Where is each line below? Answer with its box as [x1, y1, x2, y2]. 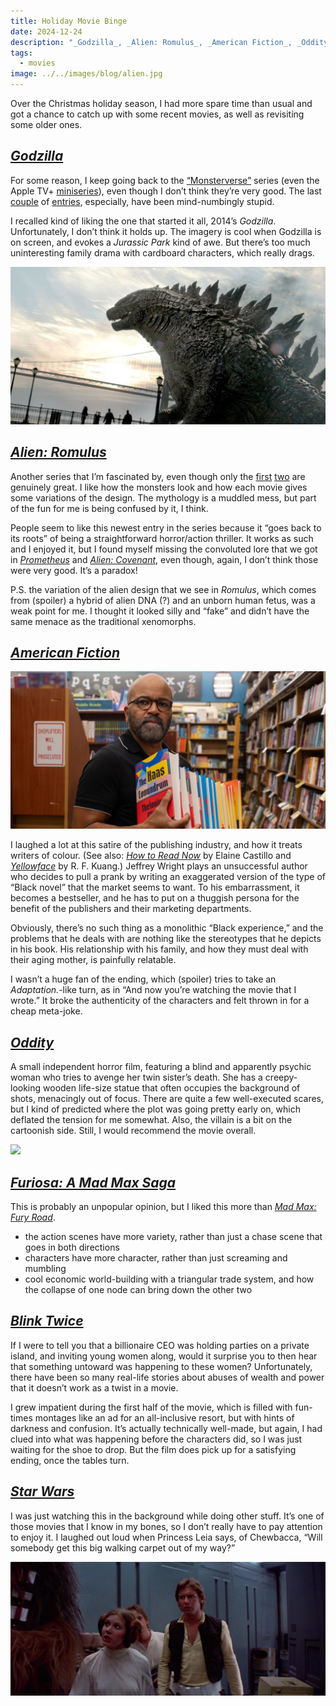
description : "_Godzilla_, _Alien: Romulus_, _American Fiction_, [10, 37, 293, 47]
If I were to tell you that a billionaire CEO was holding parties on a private [10, 1339, 310, 1351]
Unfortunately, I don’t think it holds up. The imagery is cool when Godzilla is [10, 225, 322, 237]
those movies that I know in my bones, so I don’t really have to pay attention [10, 1520, 323, 1532]
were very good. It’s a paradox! [10, 564, 138, 576]
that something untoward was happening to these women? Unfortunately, [10, 1360, 313, 1372]
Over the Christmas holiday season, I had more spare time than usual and [10, 98, 313, 109]
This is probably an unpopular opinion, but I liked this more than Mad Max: [10, 1201, 317, 1213]
